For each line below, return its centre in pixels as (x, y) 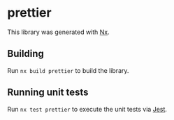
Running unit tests (48, 93)
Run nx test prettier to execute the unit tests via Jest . (87, 109)
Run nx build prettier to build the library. (68, 70)
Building (26, 54)
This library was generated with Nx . (58, 32)
